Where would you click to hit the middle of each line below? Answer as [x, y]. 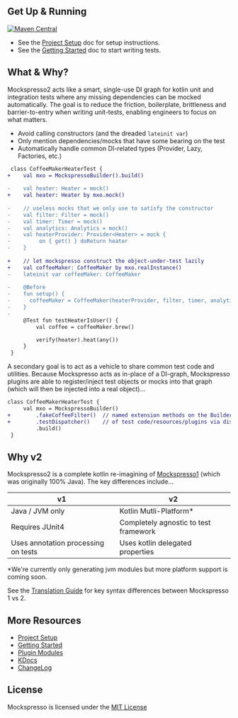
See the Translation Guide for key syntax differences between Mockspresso [118, 590]
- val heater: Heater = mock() [58, 189]
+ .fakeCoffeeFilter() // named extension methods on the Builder [120, 415]
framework [137, 532]
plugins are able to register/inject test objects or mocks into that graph [110, 381]
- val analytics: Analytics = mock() [68, 228]
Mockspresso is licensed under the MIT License [77, 707]
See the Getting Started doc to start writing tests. [89, 50]
